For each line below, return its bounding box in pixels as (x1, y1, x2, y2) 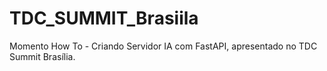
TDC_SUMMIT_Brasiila (9, 7, 199, 30)
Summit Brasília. (9, 50, 76, 62)
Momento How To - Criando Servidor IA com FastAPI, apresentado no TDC (9, 40, 318, 52)
